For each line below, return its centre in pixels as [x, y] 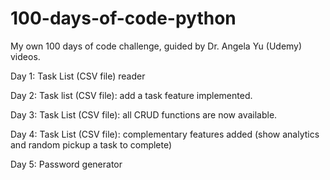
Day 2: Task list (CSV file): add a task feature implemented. [131, 95]
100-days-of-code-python [123, 18]
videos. [25, 56]
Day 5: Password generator [66, 164]
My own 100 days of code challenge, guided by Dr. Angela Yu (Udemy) [156, 46]
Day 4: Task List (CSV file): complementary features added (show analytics [165, 134]
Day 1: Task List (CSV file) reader [78, 76]
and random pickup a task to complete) [91, 144]
